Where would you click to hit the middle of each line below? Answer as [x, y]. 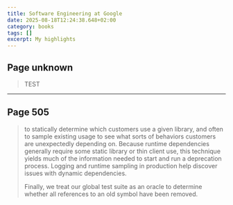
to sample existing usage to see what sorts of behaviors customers [120, 136]
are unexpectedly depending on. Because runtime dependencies [117, 143]
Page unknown [40, 68]
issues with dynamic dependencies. [75, 173]
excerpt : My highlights [42, 39]
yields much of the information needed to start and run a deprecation [123, 158]
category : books [31, 26]
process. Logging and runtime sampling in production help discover [121, 166]
